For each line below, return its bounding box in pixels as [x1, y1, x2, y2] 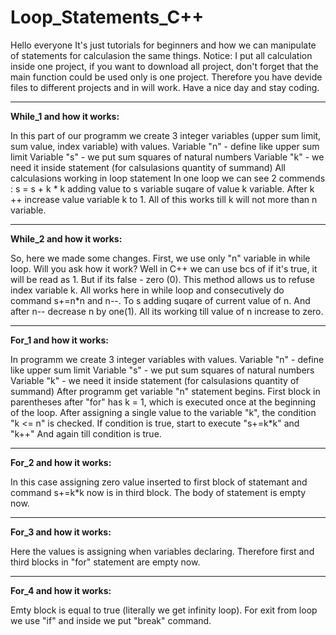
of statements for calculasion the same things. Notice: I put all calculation [10, 49, 313, 61]
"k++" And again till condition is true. [10, 427, 162, 440]
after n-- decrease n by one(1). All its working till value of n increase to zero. [10, 305, 324, 317]
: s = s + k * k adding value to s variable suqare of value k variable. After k [10, 182, 315, 195]
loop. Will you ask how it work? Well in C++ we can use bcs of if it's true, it [10, 262, 318, 275]
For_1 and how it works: [10, 334, 110, 346]
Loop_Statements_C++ [10, 6, 205, 29]
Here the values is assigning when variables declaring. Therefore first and [10, 545, 315, 557]
